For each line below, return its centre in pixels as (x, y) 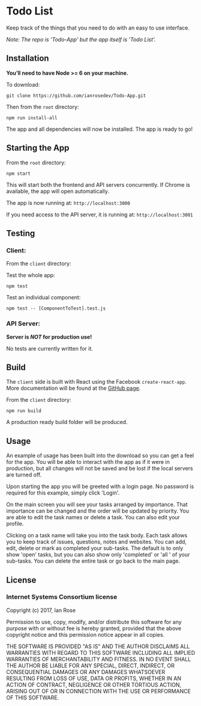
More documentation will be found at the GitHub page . (73, 388)
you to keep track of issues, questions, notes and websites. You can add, (97, 542)
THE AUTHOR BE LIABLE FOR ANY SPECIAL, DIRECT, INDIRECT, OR (91, 665)
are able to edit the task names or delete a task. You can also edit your (93, 517)
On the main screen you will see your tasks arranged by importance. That (97, 505)
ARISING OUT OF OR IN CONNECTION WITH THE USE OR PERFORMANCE (98, 691)
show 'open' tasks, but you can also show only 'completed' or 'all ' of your (98, 555)
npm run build (24, 411)
